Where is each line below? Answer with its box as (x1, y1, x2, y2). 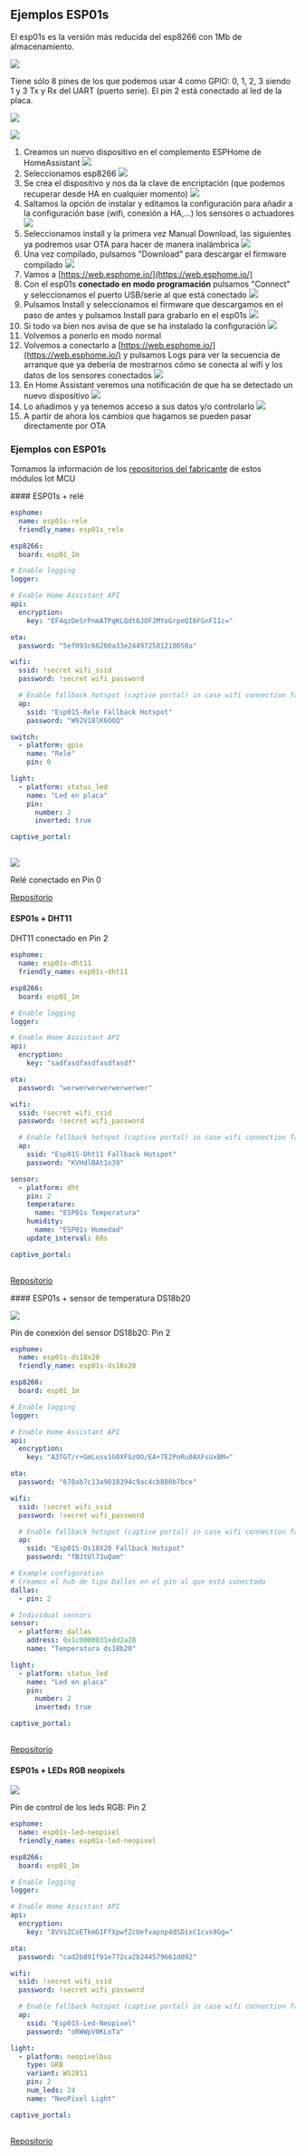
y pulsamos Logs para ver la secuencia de (122, 349, 281, 360)
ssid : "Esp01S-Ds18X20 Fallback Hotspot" (26, 1544, 185, 1554)
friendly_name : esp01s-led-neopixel (18, 1836, 157, 1845)
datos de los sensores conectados (23, 369, 153, 380)
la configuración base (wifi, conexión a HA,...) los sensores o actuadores (23, 208, 295, 219)
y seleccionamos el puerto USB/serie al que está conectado (23, 289, 247, 300)
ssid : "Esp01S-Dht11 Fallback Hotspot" (26, 1150, 177, 1159)
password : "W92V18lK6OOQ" (26, 716, 125, 725)
